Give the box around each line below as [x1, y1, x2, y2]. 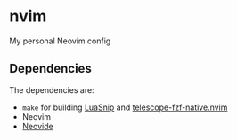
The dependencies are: [9, 84, 95, 95]
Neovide [21, 121, 53, 131]
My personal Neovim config [9, 35, 111, 46]
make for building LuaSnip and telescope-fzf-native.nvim [21, 102, 228, 113]
